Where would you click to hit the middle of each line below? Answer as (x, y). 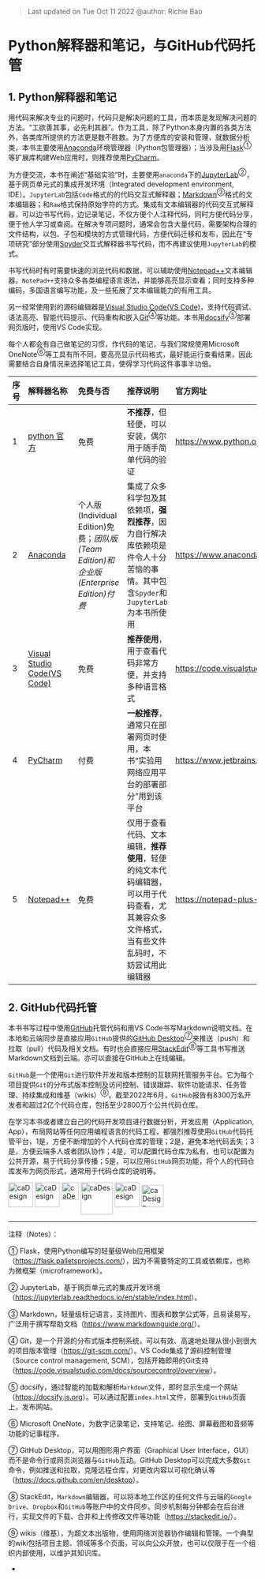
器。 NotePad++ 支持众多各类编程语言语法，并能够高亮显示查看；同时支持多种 (131, 280)
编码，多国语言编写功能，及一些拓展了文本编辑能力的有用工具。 (112, 290)
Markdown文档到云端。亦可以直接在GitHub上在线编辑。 (99, 1058)
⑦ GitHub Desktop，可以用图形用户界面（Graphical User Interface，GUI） (131, 1450)
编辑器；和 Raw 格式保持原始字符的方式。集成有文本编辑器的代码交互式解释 (134, 204)
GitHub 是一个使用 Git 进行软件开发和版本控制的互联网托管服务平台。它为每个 (131, 1075)
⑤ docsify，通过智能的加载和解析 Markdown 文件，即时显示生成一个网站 (123, 1387)
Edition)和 (96, 561)
